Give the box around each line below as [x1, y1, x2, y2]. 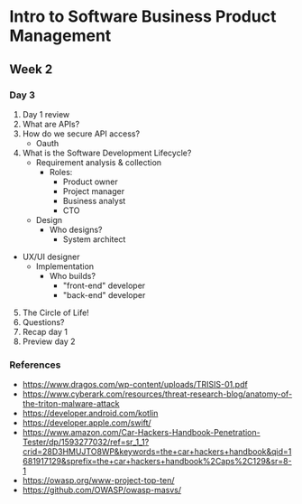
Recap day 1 [22, 326, 68, 337]
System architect [62, 233, 126, 245]
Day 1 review [22, 108, 70, 119]
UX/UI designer [22, 251, 80, 262]
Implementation [35, 260, 95, 272]
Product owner [62, 176, 119, 187]
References [9, 359, 61, 371]
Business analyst [62, 195, 126, 206]
